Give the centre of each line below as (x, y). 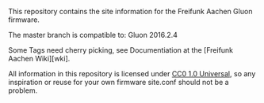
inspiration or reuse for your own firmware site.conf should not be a (119, 82)
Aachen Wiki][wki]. (39, 59)
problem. (23, 90)
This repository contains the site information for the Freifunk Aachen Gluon (130, 11)
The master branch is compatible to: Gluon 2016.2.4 (93, 35)
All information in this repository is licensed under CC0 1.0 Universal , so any (132, 74)
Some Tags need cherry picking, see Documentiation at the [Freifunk (121, 50)
